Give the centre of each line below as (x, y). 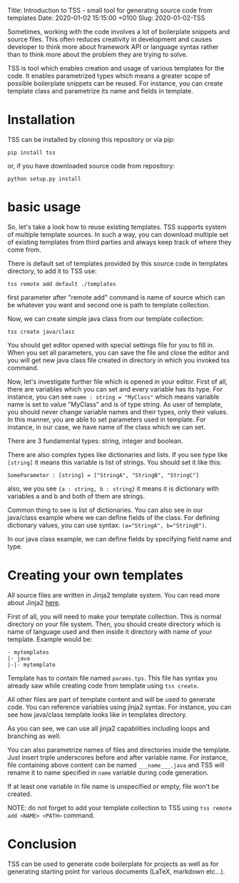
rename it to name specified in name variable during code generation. (108, 772)
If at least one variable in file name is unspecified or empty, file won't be (113, 786)
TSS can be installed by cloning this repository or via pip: (91, 139)
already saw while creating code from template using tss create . (103, 685)
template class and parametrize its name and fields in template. (101, 91)
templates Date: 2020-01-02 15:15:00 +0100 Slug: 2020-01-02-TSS (106, 18)
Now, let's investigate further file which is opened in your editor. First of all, (118, 382)
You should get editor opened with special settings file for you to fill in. (111, 344)
